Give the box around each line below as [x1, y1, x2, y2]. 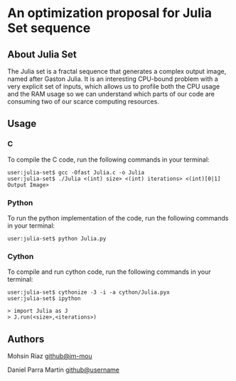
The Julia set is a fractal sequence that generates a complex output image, [7, 67, 227, 75]
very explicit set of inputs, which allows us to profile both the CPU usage [7, 82, 220, 90]
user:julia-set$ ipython [7, 295, 81, 302]
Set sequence [7, 20, 91, 36]
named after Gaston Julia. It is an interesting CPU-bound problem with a [7, 74, 218, 83]
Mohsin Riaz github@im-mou [7, 352, 92, 360]
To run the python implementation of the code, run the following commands [7, 214, 229, 222]
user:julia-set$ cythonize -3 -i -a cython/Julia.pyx [7, 289, 171, 296]
